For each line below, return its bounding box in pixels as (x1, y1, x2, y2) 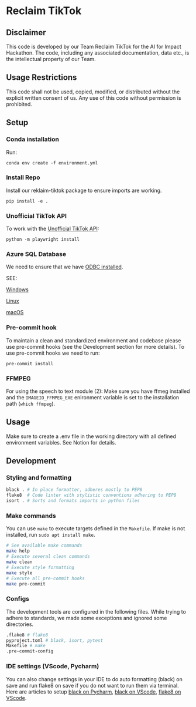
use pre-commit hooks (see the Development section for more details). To (6, 343, 185, 350)
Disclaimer (6, 28, 46, 38)
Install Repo (6, 173, 40, 181)
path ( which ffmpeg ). (6, 400, 56, 407)
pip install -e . (6, 198, 49, 204)
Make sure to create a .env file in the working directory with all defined (6, 433, 177, 440)
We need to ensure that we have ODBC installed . (6, 263, 123, 271)
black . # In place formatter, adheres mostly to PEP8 (6, 487, 143, 493)
